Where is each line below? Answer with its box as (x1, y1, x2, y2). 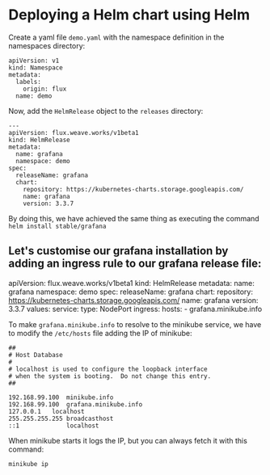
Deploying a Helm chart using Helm (8, 6, 251, 24)
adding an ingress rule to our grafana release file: (8, 257, 262, 271)
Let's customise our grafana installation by (8, 244, 229, 258)
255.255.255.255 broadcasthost (8, 414, 114, 422)
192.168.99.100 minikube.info (8, 393, 114, 401)
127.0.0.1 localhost (8, 407, 85, 415)
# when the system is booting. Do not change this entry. (8, 372, 212, 380)
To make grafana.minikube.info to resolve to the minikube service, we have (8, 319, 262, 329)
